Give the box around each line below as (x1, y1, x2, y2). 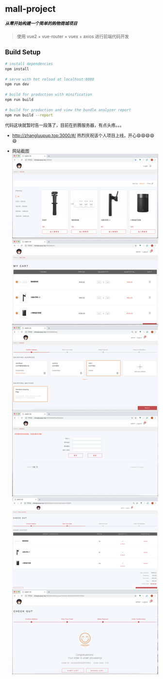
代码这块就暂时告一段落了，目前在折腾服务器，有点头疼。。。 (5, 122, 124, 128)
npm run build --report (5, 113, 53, 118)
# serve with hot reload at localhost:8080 (5, 77, 95, 82)
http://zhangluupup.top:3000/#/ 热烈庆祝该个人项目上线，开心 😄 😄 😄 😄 (12, 132, 154, 138)
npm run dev (5, 82, 29, 87)
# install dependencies (5, 61, 53, 66)
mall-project (5, 3, 56, 15)
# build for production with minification (5, 92, 92, 97)
